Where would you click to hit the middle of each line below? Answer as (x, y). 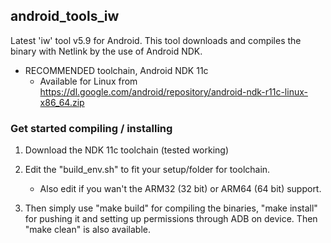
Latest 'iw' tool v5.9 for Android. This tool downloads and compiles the (156, 40)
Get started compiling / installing (91, 128)
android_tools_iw (65, 16)
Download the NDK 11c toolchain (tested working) (127, 150)
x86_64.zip (62, 102)
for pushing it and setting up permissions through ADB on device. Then (171, 219)
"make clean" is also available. (88, 230)
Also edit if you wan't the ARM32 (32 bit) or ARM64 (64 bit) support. (180, 189)
